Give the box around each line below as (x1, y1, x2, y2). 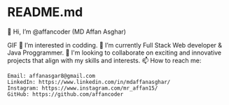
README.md (7, 4, 83, 20)
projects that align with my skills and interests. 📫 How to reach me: (7, 56, 202, 64)
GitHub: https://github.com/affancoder (7, 90, 124, 98)
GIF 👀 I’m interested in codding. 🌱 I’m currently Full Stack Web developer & (7, 41, 223, 49)
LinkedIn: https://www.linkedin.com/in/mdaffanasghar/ (7, 78, 171, 85)
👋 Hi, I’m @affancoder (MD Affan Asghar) (7, 27, 126, 36)
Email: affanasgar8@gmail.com (7, 72, 96, 79)
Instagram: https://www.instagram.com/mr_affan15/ (7, 85, 158, 92)
